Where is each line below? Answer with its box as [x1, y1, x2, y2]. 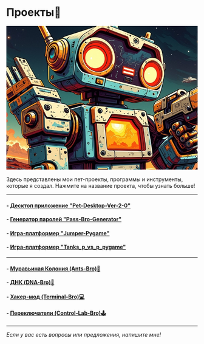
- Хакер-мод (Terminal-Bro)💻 [6, 293, 85, 300]
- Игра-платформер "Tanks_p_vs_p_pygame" [6, 243, 126, 251]
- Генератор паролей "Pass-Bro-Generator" [6, 216, 122, 223]
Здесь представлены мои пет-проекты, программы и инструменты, [6, 176, 183, 183]
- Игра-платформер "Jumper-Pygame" [6, 229, 110, 236]
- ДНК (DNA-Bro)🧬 [6, 279, 55, 286]
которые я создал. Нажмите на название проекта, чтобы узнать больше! [6, 182, 195, 189]
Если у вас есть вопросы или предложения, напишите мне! [6, 331, 161, 338]
